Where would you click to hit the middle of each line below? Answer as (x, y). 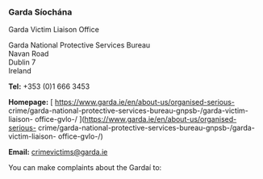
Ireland (20, 71)
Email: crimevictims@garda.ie (58, 152)
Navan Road (29, 54)
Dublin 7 (22, 62)
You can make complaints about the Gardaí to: (85, 168)
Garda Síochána (40, 12)
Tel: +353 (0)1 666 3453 (49, 86)
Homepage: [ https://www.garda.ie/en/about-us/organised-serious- (122, 102)
